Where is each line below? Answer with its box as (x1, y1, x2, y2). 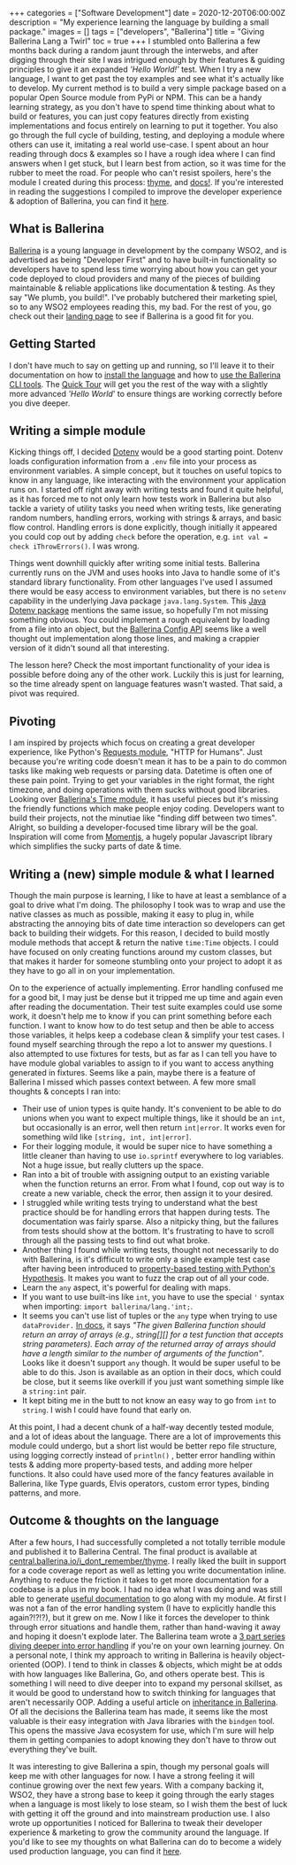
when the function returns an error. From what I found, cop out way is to (21, 1178, 285, 1190)
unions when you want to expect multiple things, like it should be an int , (21, 1113, 285, 1123)
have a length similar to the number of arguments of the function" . (21, 1348, 265, 1359)
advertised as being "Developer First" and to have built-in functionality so (9, 254, 277, 265)
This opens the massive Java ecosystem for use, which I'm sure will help (9, 1725, 275, 1736)
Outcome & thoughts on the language (9, 1513, 219, 1528)
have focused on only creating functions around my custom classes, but (9, 947, 272, 958)
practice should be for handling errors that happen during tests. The (21, 1207, 270, 1217)
